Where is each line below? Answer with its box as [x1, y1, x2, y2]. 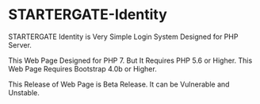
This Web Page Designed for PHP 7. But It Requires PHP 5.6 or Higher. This [8, 56, 253, 65]
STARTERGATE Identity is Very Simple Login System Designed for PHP [8, 32, 239, 41]
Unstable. [8, 87, 40, 97]
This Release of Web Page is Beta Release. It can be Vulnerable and [8, 79, 230, 89]
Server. [8, 40, 32, 49]
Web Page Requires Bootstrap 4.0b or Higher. [8, 64, 157, 73]
